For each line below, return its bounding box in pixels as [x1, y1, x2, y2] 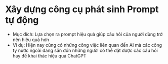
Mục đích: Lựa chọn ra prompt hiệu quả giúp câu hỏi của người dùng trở [12, 31, 163, 37]
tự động [5, 14, 39, 26]
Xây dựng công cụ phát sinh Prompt [5, 4, 159, 15]
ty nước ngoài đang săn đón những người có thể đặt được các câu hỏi [12, 47, 158, 53]
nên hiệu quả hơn [12, 37, 50, 43]
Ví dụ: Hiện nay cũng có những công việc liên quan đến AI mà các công [12, 42, 162, 48]
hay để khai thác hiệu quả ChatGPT [12, 52, 87, 59]
